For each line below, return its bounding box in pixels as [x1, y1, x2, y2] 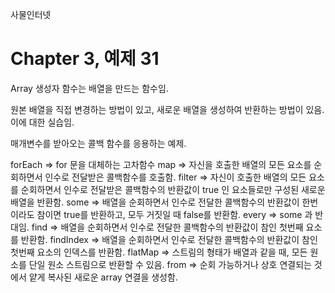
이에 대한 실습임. [10, 116, 75, 128]
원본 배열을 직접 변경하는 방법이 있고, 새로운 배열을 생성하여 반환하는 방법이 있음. [10, 103, 325, 115]
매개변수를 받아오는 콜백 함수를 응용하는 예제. [10, 137, 187, 149]
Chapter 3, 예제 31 [10, 48, 160, 70]
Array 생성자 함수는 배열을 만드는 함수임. [10, 82, 169, 94]
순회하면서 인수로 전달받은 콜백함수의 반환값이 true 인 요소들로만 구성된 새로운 [20, 183, 326, 195]
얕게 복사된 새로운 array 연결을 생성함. [28, 271, 178, 283]
